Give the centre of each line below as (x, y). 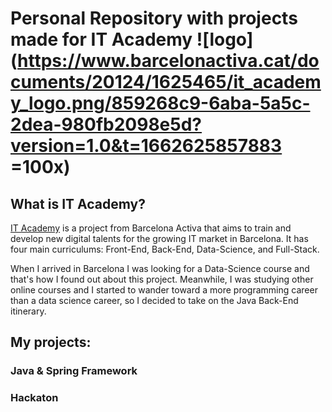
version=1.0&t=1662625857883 (146, 146)
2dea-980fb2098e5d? (106, 124)
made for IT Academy (101, 39)
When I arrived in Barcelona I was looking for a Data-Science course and (160, 268)
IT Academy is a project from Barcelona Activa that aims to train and (151, 228)
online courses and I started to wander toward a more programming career (164, 290)
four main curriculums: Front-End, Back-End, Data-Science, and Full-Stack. (165, 249)
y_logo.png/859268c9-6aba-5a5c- (160, 103)
